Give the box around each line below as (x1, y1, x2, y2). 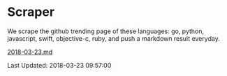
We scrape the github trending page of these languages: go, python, (7, 27, 205, 35)
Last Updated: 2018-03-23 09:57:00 (7, 61, 112, 69)
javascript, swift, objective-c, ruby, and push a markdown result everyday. (7, 34, 220, 42)
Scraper (7, 4, 54, 20)
